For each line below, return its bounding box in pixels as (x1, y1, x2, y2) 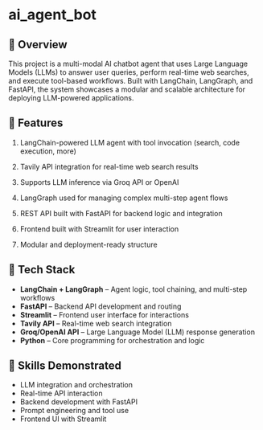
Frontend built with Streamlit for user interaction (19, 223, 179, 234)
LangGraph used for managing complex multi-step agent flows (19, 193, 228, 203)
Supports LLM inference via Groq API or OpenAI (19, 177, 179, 186)
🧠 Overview (8, 38, 68, 51)
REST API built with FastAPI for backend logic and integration (19, 208, 223, 218)
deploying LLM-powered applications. (8, 93, 134, 102)
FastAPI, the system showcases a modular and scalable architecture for (8, 84, 246, 94)
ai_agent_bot (8, 6, 97, 24)
